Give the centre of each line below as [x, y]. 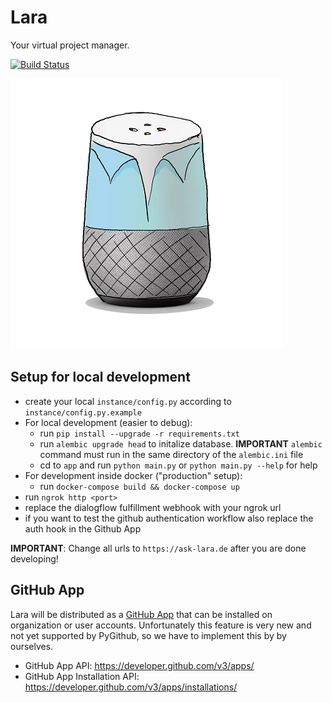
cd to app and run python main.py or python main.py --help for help [178, 465]
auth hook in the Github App [83, 528]
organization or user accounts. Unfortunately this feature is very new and [161, 625]
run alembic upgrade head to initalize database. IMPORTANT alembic [181, 443]
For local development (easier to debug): [108, 422]
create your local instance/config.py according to [128, 401]
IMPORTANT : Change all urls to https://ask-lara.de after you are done [158, 548]
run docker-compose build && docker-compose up [139, 486]
